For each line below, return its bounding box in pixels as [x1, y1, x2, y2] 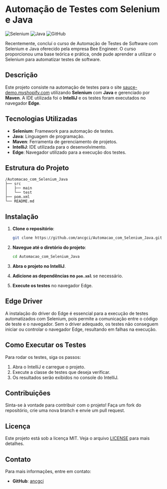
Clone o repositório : [12, 226, 55, 232]
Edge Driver [5, 297, 43, 306]
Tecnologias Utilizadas [5, 115, 78, 123]
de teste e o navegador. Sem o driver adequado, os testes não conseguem [5, 321, 159, 327]
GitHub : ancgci [12, 478, 44, 484]
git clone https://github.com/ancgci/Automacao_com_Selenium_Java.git [12, 235, 163, 241]
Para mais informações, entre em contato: [5, 468, 91, 474]
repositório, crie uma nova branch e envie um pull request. [5, 407, 126, 413]
